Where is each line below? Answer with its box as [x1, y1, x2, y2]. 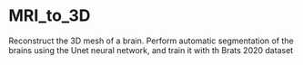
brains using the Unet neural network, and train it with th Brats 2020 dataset [8, 44, 294, 55]
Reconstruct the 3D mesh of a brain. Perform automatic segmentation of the [8, 35, 294, 46]
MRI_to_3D [8, 5, 91, 26]
